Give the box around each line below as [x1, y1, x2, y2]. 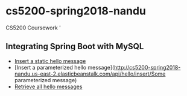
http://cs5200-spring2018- [113, 64, 181, 71]
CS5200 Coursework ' [5, 24, 62, 31]
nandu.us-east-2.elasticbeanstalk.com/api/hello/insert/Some [14, 70, 166, 77]
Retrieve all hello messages [14, 83, 83, 90]
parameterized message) [14, 76, 77, 83]
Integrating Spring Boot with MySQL [5, 41, 144, 52]
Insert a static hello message [14, 57, 86, 64]
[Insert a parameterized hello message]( [14, 64, 115, 71]
